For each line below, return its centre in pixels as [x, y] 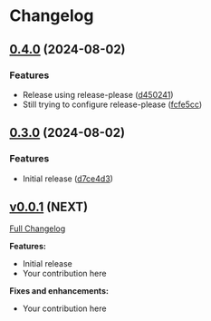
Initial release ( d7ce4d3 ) [67, 179]
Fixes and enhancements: [59, 291]
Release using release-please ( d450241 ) [98, 94]
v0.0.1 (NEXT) [49, 206]
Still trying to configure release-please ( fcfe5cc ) [112, 104]
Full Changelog [38, 229]
